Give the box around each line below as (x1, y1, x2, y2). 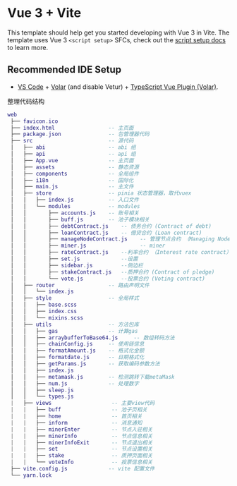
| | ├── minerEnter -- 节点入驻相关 (10, 425, 153, 433)
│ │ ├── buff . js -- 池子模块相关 (10, 216, 150, 223)
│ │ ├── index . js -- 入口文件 (10, 196, 140, 204)
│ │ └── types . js (10, 393, 74, 400)
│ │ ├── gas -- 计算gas (10, 327, 138, 334)
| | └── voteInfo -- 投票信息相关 (10, 458, 153, 466)
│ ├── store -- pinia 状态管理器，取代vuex (10, 190, 192, 197)
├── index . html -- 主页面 (10, 124, 134, 131)
